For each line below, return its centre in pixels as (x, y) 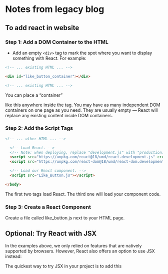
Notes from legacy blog (55, 9)
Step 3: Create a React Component (48, 207)
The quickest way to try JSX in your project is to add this (63, 266)
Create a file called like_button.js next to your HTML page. (65, 218)
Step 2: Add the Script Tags (39, 128)
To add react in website (42, 28)
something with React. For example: (49, 58)
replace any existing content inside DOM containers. (59, 115)
